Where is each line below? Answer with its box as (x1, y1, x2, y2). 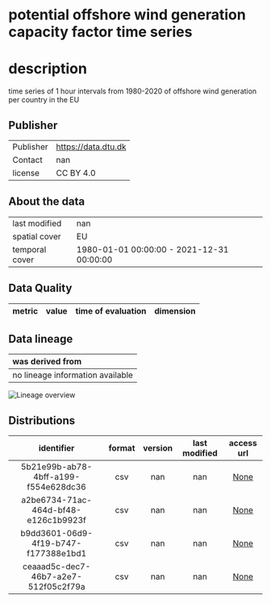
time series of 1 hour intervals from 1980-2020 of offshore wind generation (8, 86, 257, 96)
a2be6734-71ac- (21, 494, 93, 505)
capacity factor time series (8, 23, 193, 41)
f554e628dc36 (27, 481, 86, 493)
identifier (38, 443, 75, 454)
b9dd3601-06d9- (19, 528, 93, 539)
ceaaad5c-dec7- (23, 561, 91, 572)
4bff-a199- (33, 472, 81, 483)
